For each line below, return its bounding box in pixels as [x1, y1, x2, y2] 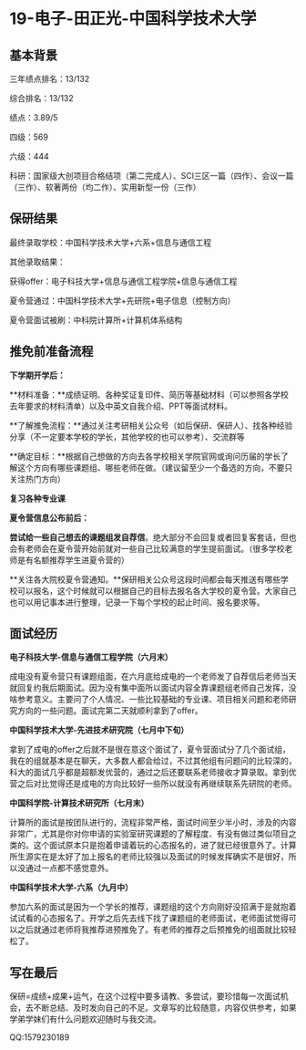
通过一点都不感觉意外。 [25, 863, 114, 874]
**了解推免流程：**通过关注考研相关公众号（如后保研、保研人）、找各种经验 [9, 420, 293, 431]
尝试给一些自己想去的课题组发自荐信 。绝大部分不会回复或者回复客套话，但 [9, 531, 289, 543]
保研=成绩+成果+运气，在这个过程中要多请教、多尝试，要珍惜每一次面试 [9, 991, 280, 1002]
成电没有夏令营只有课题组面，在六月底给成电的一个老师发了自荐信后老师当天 [9, 671, 297, 682]
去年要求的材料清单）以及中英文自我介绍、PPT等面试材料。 [9, 400, 232, 411]
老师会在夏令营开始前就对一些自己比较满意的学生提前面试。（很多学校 [25, 543, 285, 554]
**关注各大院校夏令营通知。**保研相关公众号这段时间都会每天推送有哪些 [9, 574, 281, 585]
